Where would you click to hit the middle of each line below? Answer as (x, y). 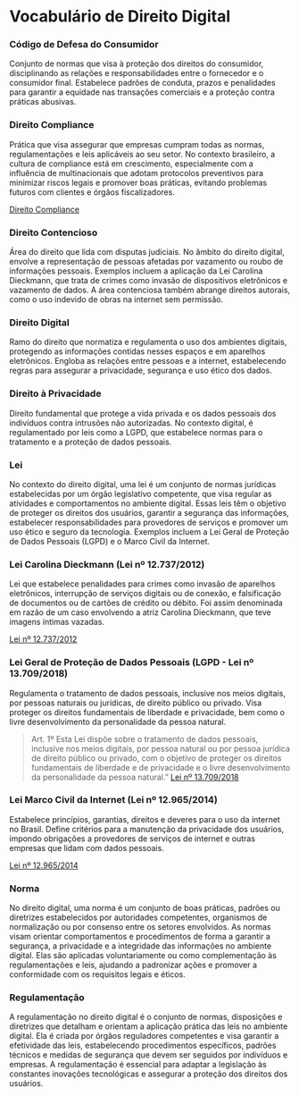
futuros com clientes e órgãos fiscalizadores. (92, 192)
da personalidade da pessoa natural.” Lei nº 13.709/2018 (135, 777)
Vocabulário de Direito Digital (120, 17)
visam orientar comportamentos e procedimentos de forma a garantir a (140, 937)
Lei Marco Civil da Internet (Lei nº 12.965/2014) (114, 800)
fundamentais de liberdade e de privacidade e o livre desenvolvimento (161, 767)
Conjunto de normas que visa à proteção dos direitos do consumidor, (137, 63)
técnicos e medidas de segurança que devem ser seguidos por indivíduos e (149, 1055)
